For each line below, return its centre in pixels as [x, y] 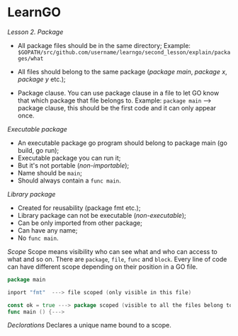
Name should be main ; [50, 173]
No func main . [38, 238]
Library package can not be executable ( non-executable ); [102, 215]
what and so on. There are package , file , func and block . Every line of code [117, 259]
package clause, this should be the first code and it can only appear [117, 108]
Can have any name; [47, 230]
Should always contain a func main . [69, 180]
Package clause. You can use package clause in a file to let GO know [118, 93]
